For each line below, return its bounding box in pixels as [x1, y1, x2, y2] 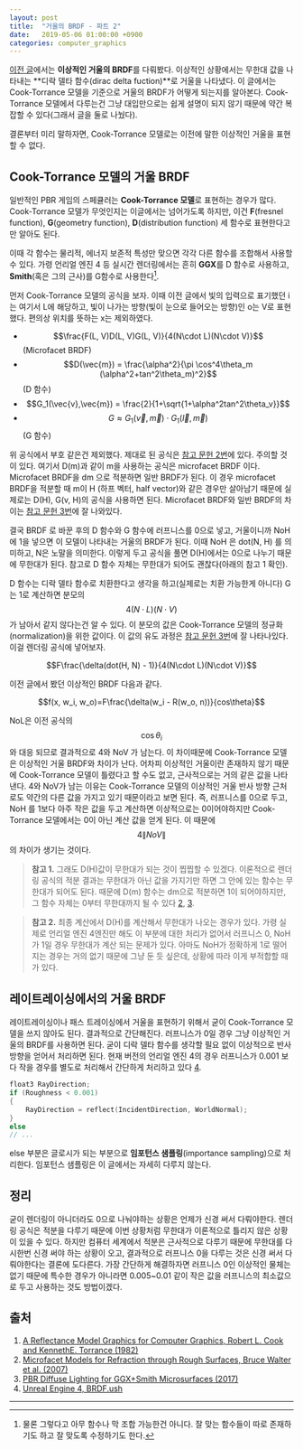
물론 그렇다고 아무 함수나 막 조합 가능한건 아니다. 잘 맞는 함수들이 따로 [22, 1418, 268, 1429]
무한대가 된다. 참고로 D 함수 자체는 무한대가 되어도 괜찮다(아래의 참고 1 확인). [18, 558, 289, 569]
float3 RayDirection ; [9, 1080, 91, 1089]
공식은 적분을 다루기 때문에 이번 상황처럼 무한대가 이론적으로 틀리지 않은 [18, 1225, 272, 1236]
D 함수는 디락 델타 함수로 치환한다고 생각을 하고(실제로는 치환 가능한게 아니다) [9, 577, 283, 588]
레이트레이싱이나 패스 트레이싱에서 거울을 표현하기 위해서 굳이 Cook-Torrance [9, 1017, 285, 1028]
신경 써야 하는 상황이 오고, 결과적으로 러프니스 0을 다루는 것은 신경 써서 [32, 1248, 284, 1258]
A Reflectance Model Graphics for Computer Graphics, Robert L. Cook [22, 1334, 284, 1346]
